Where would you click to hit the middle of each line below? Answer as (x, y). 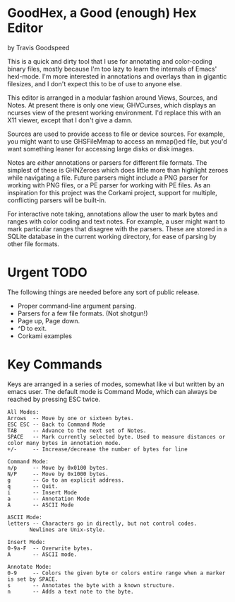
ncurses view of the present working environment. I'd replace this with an (114, 112)
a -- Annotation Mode (49, 499)
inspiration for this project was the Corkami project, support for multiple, (112, 192)
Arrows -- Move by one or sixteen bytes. (71, 418)
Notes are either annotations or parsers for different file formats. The (107, 162)
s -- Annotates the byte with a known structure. (91, 585)
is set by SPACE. (33, 579)
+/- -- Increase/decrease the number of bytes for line (98, 449)
